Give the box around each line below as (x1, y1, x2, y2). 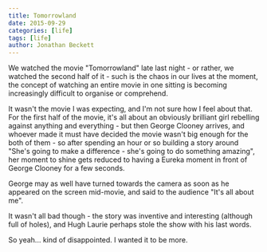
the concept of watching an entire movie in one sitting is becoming (8, 81, 227, 90)
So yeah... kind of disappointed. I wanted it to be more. (8, 235, 188, 245)
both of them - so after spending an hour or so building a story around (8, 138, 239, 148)
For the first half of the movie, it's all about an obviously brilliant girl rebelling (8, 112, 260, 122)
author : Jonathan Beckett (8, 41, 94, 49)
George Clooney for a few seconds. (8, 163, 125, 173)
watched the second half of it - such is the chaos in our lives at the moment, (8, 72, 258, 81)
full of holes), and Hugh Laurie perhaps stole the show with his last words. (8, 220, 253, 230)
